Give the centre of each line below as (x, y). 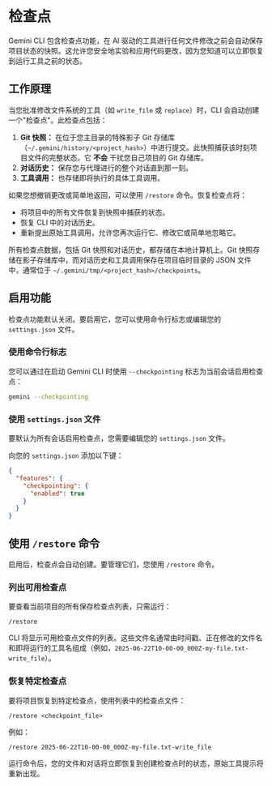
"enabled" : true (57, 493)
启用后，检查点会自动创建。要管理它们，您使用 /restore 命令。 (114, 564)
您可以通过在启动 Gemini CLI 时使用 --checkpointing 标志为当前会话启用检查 (136, 371)
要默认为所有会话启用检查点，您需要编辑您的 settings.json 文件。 (119, 438)
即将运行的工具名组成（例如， (65, 648)
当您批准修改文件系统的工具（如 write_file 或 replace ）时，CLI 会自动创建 (134, 109)
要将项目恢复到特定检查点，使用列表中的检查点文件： (97, 700)
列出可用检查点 (38, 587)
